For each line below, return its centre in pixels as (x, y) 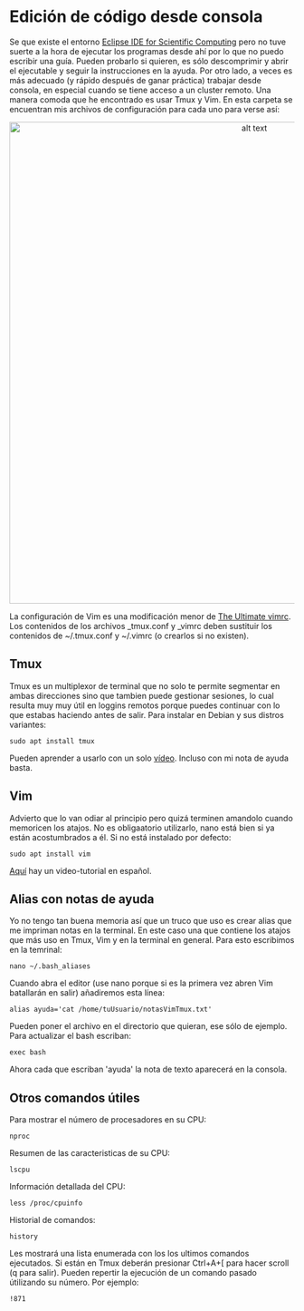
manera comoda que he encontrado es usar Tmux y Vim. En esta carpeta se (151, 99)
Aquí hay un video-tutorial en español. (81, 870)
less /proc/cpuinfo (46, 1203)
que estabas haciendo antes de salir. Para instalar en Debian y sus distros (147, 714)
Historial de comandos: (52, 1220)
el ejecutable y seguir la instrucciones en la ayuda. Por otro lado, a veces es (151, 71)
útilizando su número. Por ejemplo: (74, 1282)
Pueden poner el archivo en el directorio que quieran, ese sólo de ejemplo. (148, 1026)
